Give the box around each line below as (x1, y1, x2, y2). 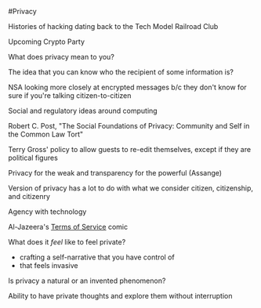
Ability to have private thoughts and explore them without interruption (8, 292, 233, 300)
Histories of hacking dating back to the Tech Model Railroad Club (8, 22, 219, 31)
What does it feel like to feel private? (8, 237, 126, 246)
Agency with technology (8, 207, 87, 216)
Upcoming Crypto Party (8, 37, 85, 46)
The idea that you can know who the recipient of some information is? (8, 67, 234, 77)
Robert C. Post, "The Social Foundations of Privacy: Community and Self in (8, 121, 250, 130)
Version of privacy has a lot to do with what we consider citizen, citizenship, (8, 183, 253, 193)
